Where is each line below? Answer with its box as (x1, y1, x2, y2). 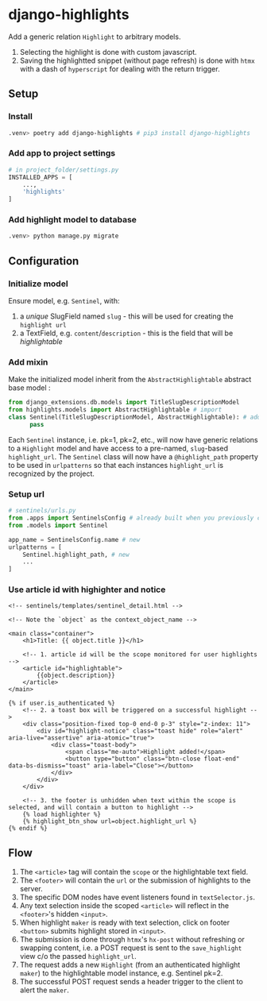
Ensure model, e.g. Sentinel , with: (8, 296, 120, 306)
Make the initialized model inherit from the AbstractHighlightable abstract (8, 375, 252, 385)
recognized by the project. (8, 469, 95, 478)
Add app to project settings (8, 148, 116, 159)
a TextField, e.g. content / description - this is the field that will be (19, 328, 234, 338)
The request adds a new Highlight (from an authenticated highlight (19, 960, 241, 970)
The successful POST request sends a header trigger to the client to (19, 977, 244, 987)
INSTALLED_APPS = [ (8, 173, 73, 181)
